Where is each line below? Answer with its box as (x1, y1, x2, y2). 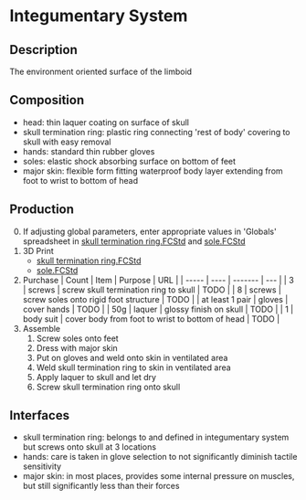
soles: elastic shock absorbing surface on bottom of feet (22, 155, 236, 166)
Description (9, 42, 78, 58)
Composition (9, 92, 85, 108)
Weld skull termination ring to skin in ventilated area (36, 362, 231, 373)
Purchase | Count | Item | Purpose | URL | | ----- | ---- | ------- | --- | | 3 (22, 274, 294, 285)
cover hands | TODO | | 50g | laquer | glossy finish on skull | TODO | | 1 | (22, 303, 294, 314)
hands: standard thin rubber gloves (22, 145, 155, 156)
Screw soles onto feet (36, 333, 119, 344)
